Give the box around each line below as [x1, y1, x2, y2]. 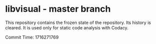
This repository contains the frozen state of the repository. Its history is [5, 20, 151, 25]
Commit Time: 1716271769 [5, 34, 59, 40]
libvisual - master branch [5, 3, 111, 15]
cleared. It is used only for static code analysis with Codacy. [5, 24, 129, 30]
